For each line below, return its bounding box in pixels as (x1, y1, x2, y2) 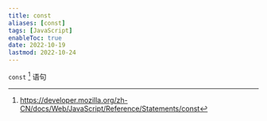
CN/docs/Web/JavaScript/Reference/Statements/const (19, 103, 200, 113)
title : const (8, 11, 52, 20)
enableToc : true (8, 33, 62, 42)
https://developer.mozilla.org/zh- (19, 95, 129, 104)
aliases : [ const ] (8, 19, 66, 27)
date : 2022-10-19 (8, 41, 66, 49)
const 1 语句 (8, 71, 47, 81)
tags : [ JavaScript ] (8, 26, 73, 34)
